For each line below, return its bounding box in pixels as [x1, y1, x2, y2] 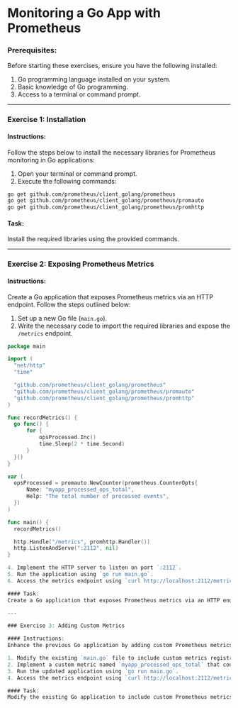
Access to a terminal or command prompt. [17, 90, 141, 99]
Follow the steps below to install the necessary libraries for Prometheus [7, 148, 216, 157]
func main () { [7, 519, 50, 526]
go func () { [13, 421, 50, 428]
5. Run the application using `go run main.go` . [7, 571, 154, 578]
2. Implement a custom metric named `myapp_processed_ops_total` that [7, 661, 220, 668]
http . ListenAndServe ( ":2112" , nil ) [13, 545, 119, 552]
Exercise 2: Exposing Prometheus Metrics [7, 259, 154, 269]
